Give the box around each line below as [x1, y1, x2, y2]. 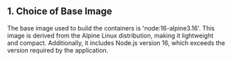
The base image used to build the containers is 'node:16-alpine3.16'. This [7, 24, 215, 32]
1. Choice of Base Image [7, 6, 112, 17]
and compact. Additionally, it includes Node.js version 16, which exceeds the [7, 38, 225, 47]
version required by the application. [7, 46, 109, 54]
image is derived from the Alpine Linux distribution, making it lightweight [7, 31, 214, 40]
